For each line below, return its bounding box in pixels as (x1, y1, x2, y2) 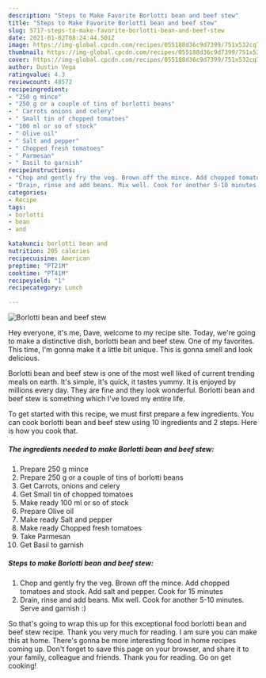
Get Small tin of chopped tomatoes (19, 489, 134, 500)
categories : (8, 188, 47, 197)
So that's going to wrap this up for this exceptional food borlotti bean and (8, 619, 247, 629)
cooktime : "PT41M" (8, 269, 69, 278)
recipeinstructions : (8, 167, 77, 174)
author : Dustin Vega (8, 63, 77, 71)
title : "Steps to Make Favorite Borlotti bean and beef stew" (8, 19, 218, 27)
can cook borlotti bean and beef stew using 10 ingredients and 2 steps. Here (8, 418, 257, 427)
